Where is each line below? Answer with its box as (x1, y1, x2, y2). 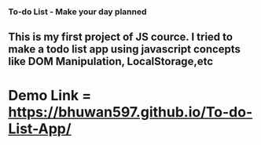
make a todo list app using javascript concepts (8, 42, 241, 56)
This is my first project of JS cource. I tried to (8, 31, 233, 44)
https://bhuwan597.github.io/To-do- (8, 103, 253, 121)
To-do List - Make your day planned (8, 6, 147, 17)
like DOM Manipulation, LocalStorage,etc (8, 55, 214, 68)
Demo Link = (8, 86, 92, 104)
